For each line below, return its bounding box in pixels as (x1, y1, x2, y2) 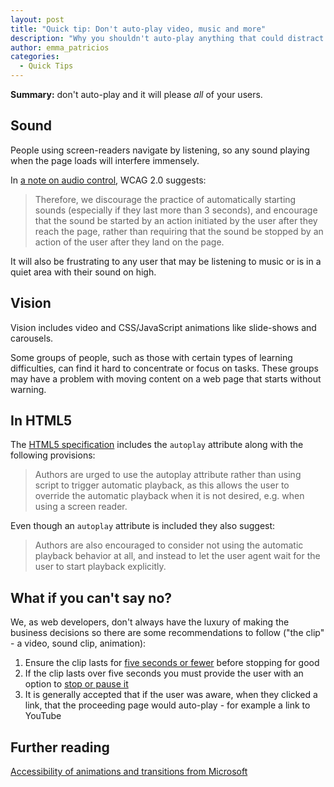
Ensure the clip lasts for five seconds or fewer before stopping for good (24, 657, 320, 669)
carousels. (10, 332, 54, 344)
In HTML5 (10, 412, 73, 430)
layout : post (10, 14, 65, 25)
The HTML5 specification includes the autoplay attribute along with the (10, 439, 304, 451)
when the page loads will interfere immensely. (10, 154, 200, 166)
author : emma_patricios (10, 42, 110, 53)
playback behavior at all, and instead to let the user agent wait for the (34, 550, 321, 562)
